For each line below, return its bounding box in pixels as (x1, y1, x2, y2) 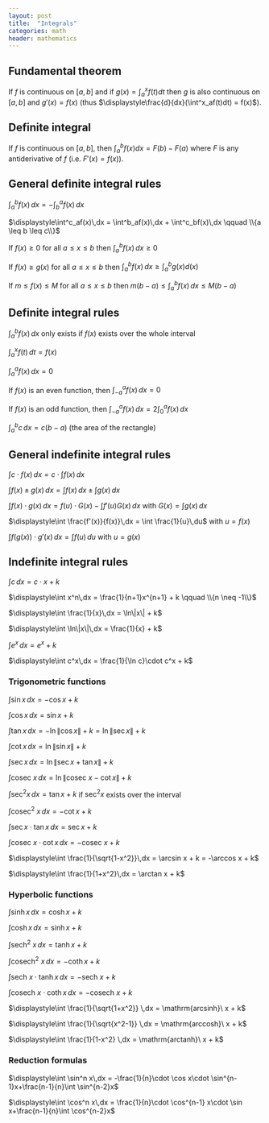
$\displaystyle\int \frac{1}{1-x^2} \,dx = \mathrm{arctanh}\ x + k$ (8, 1034, 224, 1044)
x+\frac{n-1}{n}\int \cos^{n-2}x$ (8, 1105, 115, 1116)
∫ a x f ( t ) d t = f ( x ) (8, 346, 58, 359)
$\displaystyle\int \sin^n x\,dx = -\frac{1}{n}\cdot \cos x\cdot (8, 1073, 209, 1083)
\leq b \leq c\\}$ (8, 226, 60, 236)
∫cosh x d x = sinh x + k (8, 923, 82, 933)
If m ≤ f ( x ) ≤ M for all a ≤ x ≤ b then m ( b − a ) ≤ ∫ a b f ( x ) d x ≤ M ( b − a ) (8, 279, 237, 292)
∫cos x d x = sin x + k (8, 710, 74, 719)
